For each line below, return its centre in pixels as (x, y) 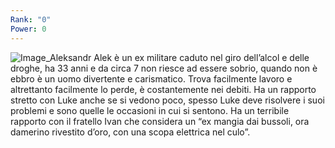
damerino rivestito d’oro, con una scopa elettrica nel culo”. (130, 132)
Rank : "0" (31, 19)
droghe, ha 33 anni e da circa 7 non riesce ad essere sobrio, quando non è (164, 68)
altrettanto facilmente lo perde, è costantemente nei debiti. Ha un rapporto (163, 89)
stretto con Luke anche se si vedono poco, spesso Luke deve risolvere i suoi (167, 100)
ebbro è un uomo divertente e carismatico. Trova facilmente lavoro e (151, 78)
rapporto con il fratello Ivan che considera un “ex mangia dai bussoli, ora (160, 121)
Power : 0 (28, 29)
